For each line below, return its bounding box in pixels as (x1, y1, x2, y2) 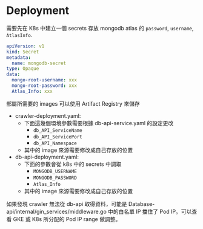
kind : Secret (6, 49, 39, 55)
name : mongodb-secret (12, 60, 67, 66)
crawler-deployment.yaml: (15, 112, 81, 119)
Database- (128, 200, 155, 207)
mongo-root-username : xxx (12, 77, 78, 83)
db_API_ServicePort (33, 134, 83, 140)
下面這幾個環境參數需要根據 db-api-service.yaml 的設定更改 (24, 119, 174, 126)
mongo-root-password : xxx (12, 83, 78, 89)
